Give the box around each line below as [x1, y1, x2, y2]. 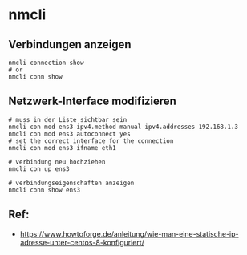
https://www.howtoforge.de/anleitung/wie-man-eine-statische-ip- [19, 229, 239, 238]
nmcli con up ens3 [8, 164, 70, 173]
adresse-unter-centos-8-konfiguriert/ [19, 237, 144, 247]
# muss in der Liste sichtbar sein [8, 115, 128, 123]
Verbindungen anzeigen [8, 38, 132, 51]
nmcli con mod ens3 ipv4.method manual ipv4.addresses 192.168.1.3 [8, 123, 239, 131]
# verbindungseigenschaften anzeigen [8, 179, 135, 187]
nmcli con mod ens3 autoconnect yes [8, 130, 131, 138]
